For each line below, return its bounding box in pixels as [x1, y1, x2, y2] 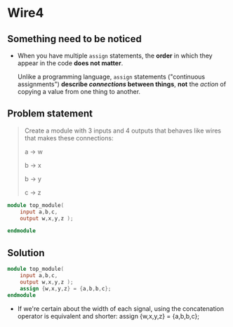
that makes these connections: [24, 133, 114, 142]
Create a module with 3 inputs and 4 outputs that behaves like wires [24, 126, 222, 135]
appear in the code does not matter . [17, 59, 124, 67]
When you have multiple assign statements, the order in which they [17, 51, 213, 60]
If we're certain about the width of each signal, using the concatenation [17, 304, 225, 313]
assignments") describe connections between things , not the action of [17, 80, 227, 88]
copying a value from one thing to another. [17, 88, 141, 95]
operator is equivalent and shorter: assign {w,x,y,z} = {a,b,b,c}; [17, 312, 200, 320]
